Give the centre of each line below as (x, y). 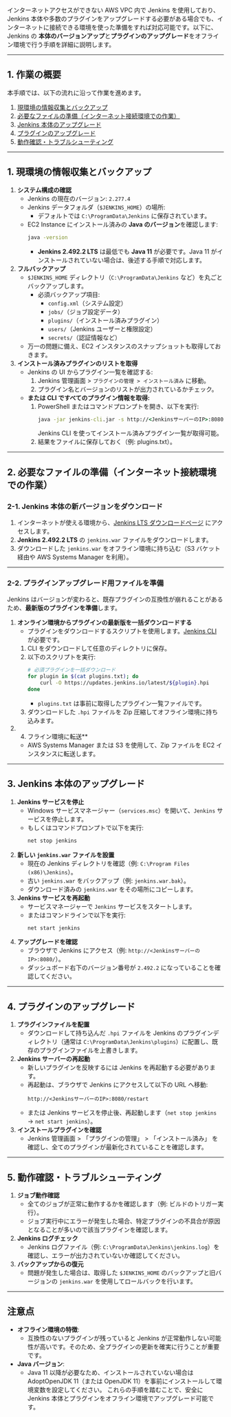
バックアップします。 (57, 286)
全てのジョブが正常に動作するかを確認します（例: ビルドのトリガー (122, 1204)
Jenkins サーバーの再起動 (54, 1059)
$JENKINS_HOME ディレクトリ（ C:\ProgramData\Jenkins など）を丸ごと (125, 277)
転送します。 (81, 753)
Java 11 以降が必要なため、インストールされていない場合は (110, 1372)
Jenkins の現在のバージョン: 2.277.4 (79, 198)
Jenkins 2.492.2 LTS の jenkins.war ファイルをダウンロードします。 (114, 540)
